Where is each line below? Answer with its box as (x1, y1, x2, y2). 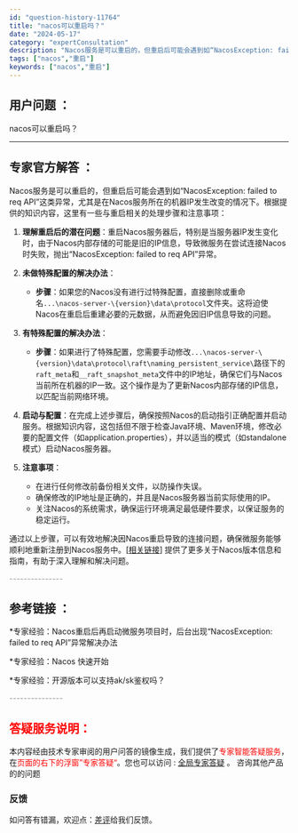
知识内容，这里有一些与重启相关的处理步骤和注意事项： (24, 207, 227, 218)
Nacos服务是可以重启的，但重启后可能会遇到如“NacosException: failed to (9, 185, 278, 196)
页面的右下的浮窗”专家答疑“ (17, 757, 118, 768)
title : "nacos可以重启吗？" (9, 21, 105, 30)
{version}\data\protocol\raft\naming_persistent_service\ (35, 359, 255, 368)
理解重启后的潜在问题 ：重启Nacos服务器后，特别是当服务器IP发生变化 (21, 226, 278, 236)
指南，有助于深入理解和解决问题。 (9, 555, 134, 565)
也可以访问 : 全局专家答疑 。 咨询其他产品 (132, 757, 284, 768)
